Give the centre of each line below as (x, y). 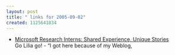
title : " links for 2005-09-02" (46, 17)
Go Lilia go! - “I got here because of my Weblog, (73, 46)
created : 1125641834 (32, 22)
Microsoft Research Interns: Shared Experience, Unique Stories (92, 40)
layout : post (22, 12)
